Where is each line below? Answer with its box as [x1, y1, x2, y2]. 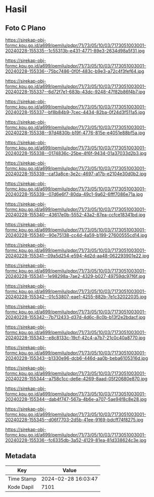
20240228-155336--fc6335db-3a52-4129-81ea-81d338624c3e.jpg [5, 437, 146, 443]
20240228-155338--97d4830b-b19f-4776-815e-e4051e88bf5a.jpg [5, 130, 145, 136]
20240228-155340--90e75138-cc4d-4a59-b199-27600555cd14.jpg [5, 232, 147, 238]
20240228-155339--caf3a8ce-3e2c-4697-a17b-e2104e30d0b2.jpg [5, 171, 146, 177]
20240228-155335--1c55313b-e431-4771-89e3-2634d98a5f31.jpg [5, 48, 145, 53]
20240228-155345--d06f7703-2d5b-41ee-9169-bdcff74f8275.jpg [5, 417, 144, 422]
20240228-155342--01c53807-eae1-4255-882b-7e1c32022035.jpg [5, 294, 147, 300]
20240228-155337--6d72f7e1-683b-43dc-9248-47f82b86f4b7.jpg [5, 89, 145, 94]
